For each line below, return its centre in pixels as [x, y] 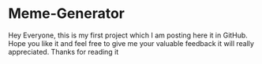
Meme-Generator [66, 14]
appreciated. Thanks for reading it [64, 52]
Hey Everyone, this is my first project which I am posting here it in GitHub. [128, 35]
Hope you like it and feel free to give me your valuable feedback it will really [131, 43]
